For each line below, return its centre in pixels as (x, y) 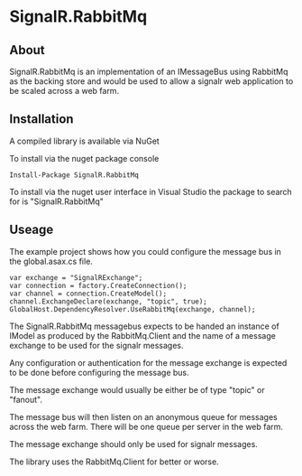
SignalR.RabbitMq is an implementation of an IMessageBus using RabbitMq (149, 71)
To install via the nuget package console (84, 158)
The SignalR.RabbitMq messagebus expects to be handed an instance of (144, 326)
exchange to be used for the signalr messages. (96, 345)
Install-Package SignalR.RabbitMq (74, 175)
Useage (32, 230)
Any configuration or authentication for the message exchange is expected (148, 362)
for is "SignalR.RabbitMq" (56, 201)
